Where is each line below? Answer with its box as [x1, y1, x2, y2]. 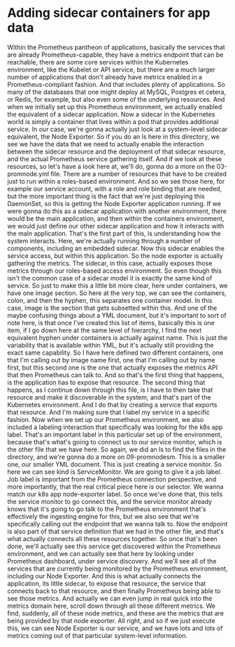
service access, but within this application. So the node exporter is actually [7, 251, 224, 260]
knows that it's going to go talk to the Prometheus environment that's [7, 505, 206, 513]
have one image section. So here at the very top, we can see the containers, [7, 289, 227, 297]
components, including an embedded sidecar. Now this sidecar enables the [7, 244, 225, 252]
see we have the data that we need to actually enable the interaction [7, 139, 204, 148]
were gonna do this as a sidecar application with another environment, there [7, 207, 227, 215]
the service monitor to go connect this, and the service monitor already [7, 497, 212, 505]
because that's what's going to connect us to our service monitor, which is [7, 437, 222, 446]
